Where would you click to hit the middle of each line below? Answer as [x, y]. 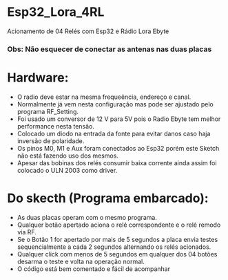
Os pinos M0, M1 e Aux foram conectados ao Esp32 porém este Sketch [118, 148]
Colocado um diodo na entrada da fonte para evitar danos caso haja [114, 133]
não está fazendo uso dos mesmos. [68, 156]
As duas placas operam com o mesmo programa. [87, 217]
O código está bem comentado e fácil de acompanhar [94, 269]
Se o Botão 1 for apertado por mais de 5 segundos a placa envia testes [117, 239]
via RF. [27, 232]
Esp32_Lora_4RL [56, 12]
